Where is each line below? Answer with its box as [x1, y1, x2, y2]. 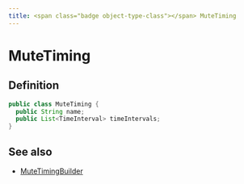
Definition [8, 78, 59, 93]
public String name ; [15, 107, 85, 115]
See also [8, 144, 53, 158]
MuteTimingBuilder [19, 166, 83, 176]
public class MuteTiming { [8, 100, 99, 108]
